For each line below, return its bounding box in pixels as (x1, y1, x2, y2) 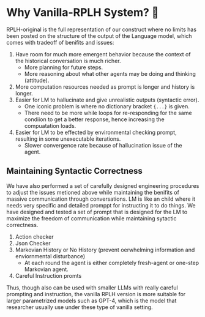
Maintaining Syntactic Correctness (6, 166, 143, 176)
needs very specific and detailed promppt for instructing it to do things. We (6, 201, 196, 209)
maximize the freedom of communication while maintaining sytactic (6, 214, 177, 222)
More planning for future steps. (24, 64, 103, 71)
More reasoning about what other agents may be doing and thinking (24, 70, 196, 77)
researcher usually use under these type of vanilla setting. (6, 303, 153, 311)
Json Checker (15, 239, 51, 247)
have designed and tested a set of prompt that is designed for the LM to (6, 208, 188, 215)
